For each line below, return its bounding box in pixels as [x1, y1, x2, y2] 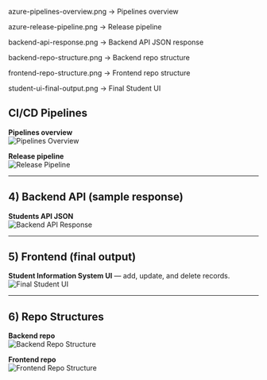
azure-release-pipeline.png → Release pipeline [8, 22, 162, 31]
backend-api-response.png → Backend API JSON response [8, 37, 204, 47]
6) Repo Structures [8, 309, 105, 324]
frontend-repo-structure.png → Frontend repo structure [8, 68, 191, 78]
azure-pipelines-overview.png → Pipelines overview [8, 7, 179, 16]
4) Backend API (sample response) [8, 190, 184, 204]
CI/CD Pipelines [8, 106, 88, 120]
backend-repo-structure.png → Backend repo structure [8, 53, 191, 62]
